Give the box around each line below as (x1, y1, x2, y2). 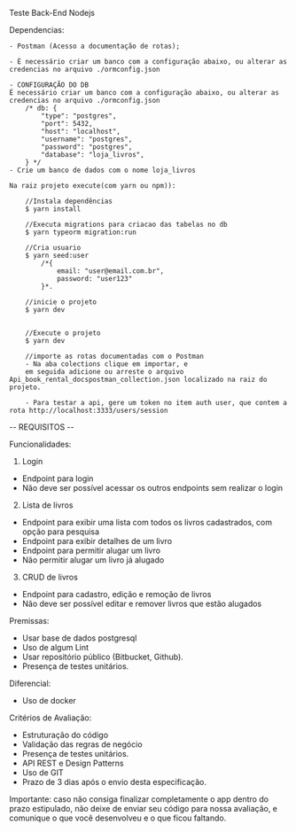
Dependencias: (9, 25, 65, 35)
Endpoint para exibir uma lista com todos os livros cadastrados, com (21, 517, 273, 527)
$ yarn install (25, 205, 82, 214)
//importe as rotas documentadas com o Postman (25, 352, 204, 361)
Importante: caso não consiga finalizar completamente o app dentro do (9, 794, 269, 805)
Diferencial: (9, 678, 51, 688)
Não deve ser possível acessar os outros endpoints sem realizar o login (21, 483, 284, 493)
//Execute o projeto (25, 329, 101, 338)
